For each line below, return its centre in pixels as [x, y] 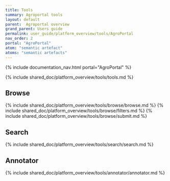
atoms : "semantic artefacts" [36, 53]
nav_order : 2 [19, 39]
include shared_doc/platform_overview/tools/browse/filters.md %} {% [79, 111]
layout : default [22, 19]
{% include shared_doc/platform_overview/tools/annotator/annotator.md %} [85, 173]
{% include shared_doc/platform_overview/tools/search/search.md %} [80, 145]
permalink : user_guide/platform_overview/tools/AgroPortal [69, 34]
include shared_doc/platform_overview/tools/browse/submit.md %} [76, 116]
